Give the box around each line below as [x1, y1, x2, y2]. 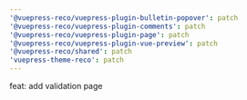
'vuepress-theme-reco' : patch [9, 55, 125, 65]
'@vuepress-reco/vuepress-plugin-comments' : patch [9, 22, 206, 31]
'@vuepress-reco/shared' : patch [9, 47, 132, 56]
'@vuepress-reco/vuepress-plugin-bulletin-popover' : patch [9, 13, 239, 23]
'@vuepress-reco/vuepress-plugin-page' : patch [9, 30, 190, 39]
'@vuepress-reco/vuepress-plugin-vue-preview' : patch [9, 38, 219, 48]
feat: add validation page [9, 81, 103, 91]
